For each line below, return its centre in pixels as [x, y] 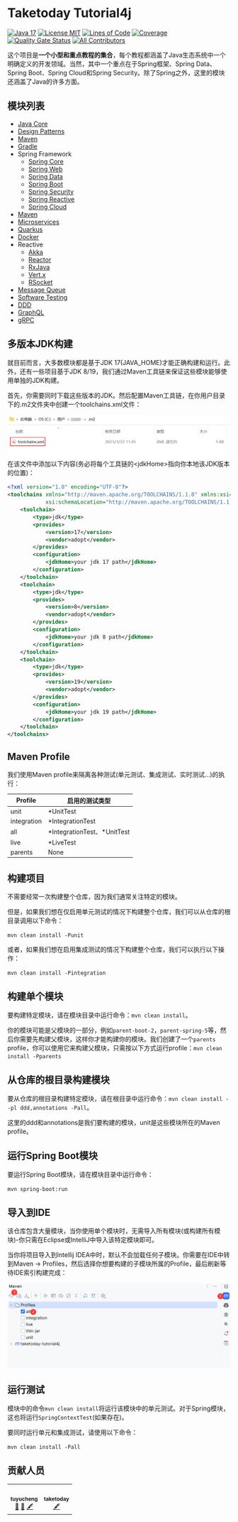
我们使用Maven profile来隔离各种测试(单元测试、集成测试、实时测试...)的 [113, 775]
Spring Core [46, 161]
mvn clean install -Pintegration [57, 973]
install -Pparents [34, 1056]
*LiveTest [62, 842]
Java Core [33, 124]
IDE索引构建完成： [40, 1273]
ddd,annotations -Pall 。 [57, 1107]
